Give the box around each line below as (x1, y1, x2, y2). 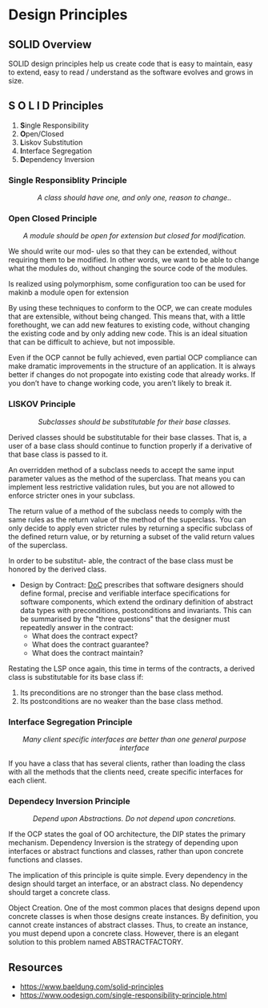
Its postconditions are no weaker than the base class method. (19, 696, 223, 705)
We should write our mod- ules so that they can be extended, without (8, 246, 238, 256)
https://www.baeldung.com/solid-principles (19, 982, 164, 992)
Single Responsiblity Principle (8, 174, 128, 185)
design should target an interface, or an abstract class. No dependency (8, 879, 244, 888)
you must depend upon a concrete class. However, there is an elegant (8, 929, 239, 938)
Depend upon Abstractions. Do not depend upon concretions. (32, 814, 237, 823)
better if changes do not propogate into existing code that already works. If (8, 370, 256, 380)
